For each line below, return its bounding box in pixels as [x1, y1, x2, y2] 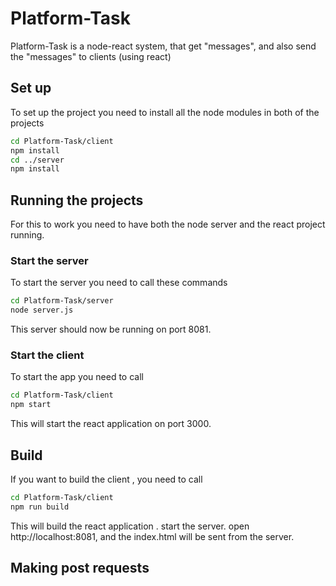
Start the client [10, 348, 85, 362]
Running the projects [10, 192, 144, 209]
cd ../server [10, 155, 65, 165]
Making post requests [10, 560, 150, 577]
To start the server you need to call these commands [10, 277, 228, 289]
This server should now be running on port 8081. [10, 323, 212, 336]
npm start [10, 400, 52, 410]
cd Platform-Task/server [10, 296, 114, 306]
